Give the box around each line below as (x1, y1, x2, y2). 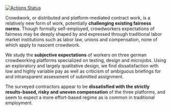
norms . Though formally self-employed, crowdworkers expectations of (5, 26, 155, 32)
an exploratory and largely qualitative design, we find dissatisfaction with (5, 63, 159, 69)
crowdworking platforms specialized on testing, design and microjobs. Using (5, 57, 166, 63)
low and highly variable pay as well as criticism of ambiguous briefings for (5, 68, 161, 74)
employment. (5, 100, 33, 106)
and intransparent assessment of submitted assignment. (5, 74, 124, 79)
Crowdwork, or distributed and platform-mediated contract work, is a (5, 15, 151, 20)
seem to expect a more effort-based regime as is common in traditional (5, 95, 155, 100)
